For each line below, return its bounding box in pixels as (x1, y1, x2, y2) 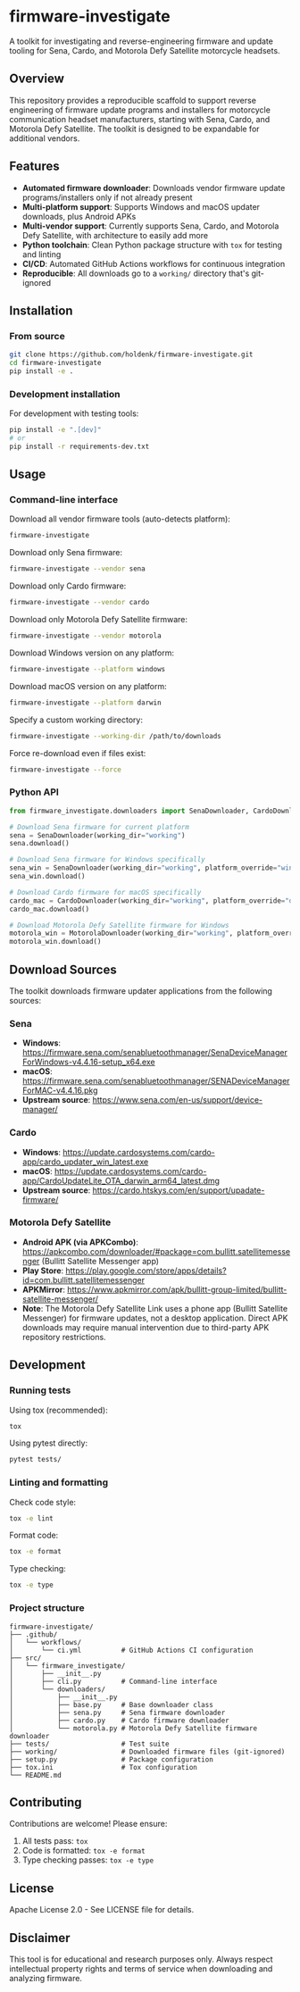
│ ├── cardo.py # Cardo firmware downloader (9, 1716, 229, 1725)
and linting (21, 248, 62, 260)
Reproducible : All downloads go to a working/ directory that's (21, 268, 250, 279)
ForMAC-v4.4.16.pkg (21, 1085, 98, 1096)
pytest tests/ (9, 1455, 62, 1464)
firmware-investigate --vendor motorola (9, 631, 162, 640)
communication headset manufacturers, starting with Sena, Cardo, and (9, 113, 271, 124)
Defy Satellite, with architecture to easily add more (21, 229, 208, 240)
